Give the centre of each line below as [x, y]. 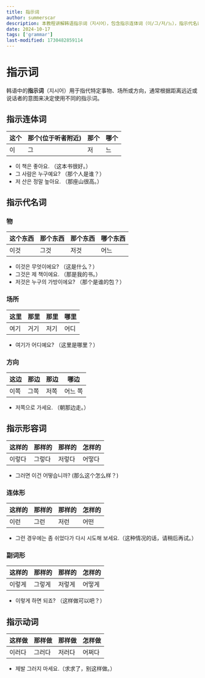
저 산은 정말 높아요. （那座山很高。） [59, 181]
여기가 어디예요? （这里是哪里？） [57, 344]
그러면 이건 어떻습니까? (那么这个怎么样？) [67, 475]
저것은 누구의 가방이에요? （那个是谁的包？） [70, 282]
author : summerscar [31, 18]
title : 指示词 [23, 12]
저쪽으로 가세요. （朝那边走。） [52, 407]
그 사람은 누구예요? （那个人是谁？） [60, 173]
